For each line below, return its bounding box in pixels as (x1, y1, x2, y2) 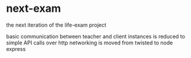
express (6, 45, 26, 52)
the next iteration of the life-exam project (6, 21, 107, 28)
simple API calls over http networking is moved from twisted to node (6, 39, 173, 46)
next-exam (6, 2, 61, 15)
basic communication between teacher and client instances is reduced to (6, 33, 186, 40)
